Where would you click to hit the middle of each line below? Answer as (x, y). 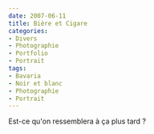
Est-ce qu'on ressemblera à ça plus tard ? (77, 121)
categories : (28, 31)
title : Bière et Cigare (48, 23)
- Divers (23, 38)
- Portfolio (28, 53)
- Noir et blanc (35, 83)
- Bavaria (25, 76)
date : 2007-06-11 (37, 16)
